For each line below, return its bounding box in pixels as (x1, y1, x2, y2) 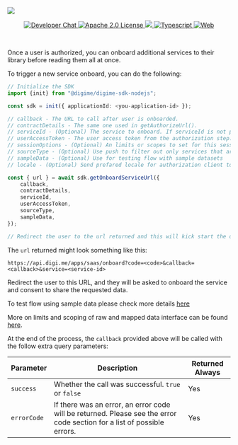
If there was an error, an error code (53, 400, 171, 410)
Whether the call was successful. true (53, 379, 181, 389)
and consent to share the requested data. (7, 285, 128, 294)
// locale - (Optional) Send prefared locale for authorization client (7, 161, 223, 168)
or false (53, 388, 81, 398)
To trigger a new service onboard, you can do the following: (7, 69, 182, 78)
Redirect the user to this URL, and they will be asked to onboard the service (7, 278, 228, 287)
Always (194, 367, 221, 377)
